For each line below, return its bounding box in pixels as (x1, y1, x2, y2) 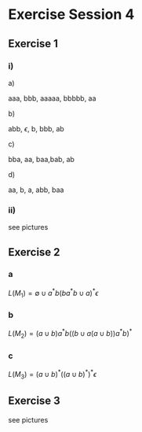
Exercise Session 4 (8, 6, 135, 24)
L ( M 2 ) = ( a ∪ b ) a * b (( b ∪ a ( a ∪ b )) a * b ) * (8, 327, 133, 340)
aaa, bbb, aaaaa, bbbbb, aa (8, 93, 96, 103)
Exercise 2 (8, 246, 60, 259)
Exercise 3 (8, 394, 60, 408)
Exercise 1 (8, 37, 59, 50)
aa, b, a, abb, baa (8, 185, 64, 194)
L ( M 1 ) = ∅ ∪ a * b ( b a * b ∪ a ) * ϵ (8, 286, 99, 300)
